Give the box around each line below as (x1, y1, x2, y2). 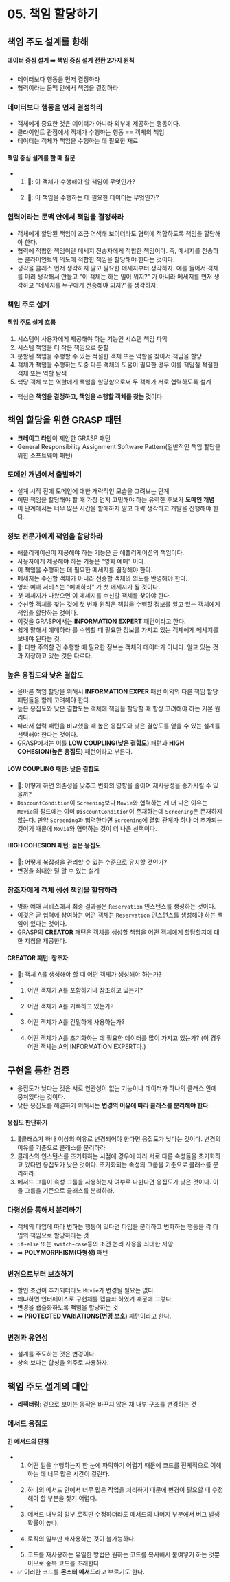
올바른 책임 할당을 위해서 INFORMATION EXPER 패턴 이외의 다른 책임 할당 (16, 687, 218, 695)
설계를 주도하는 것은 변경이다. (16, 1350, 97, 1358)
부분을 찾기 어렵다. (47, 1494, 97, 1503)
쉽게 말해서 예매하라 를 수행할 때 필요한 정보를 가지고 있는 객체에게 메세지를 (16, 626, 219, 634)
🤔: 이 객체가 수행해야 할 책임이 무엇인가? (27, 177, 135, 186)
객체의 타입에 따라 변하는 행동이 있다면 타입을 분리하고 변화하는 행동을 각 (16, 1222, 211, 1231)
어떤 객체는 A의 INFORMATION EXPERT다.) (27, 1043, 146, 1051)
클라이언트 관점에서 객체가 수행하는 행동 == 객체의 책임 (16, 128, 165, 136)
